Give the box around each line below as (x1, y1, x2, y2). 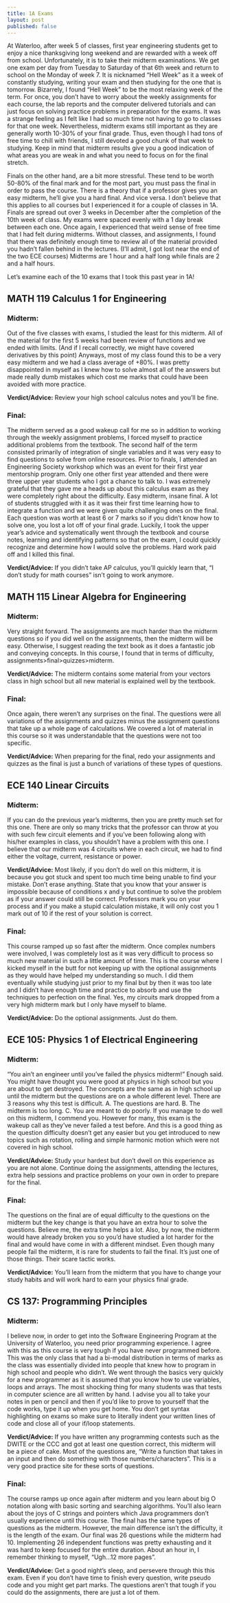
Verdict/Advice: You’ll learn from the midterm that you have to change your (7, 1268, 222, 1276)
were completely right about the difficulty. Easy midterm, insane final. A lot (7, 492, 218, 500)
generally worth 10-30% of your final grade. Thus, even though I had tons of (7, 129, 223, 137)
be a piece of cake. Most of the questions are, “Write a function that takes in (7, 1448, 223, 1455)
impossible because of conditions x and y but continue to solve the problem (7, 887, 222, 896)
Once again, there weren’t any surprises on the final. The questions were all (7, 709, 221, 718)
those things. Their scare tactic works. (7, 1255, 116, 1263)
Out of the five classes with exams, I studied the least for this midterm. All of (7, 329, 223, 338)
